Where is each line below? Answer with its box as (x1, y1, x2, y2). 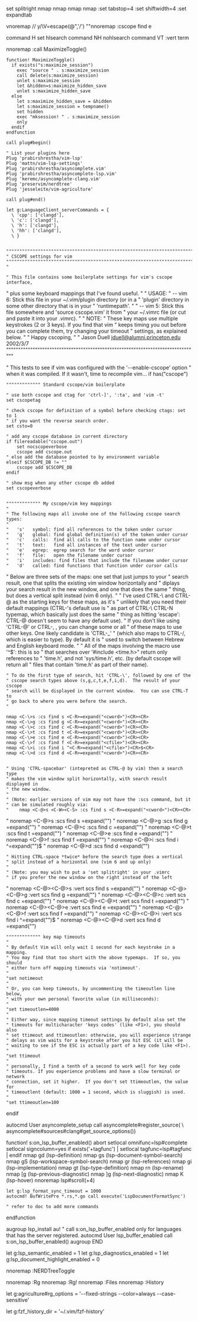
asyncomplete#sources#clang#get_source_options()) (6, 1128, 136, 1134)
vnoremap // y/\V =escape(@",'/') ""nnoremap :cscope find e (6, 23, 152, 30)
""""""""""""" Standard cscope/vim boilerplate (6, 382, 126, 388)
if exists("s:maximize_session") (11, 62, 94, 68)
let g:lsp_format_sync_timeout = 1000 (6, 1188, 101, 1194)
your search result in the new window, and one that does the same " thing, (6, 586, 187, 593)
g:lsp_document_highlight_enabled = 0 (6, 1256, 100, 1262)
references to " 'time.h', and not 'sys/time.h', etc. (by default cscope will (6, 655, 181, 661)
